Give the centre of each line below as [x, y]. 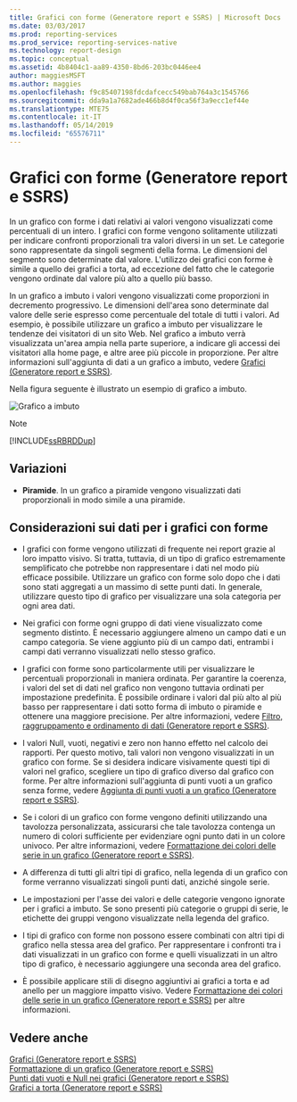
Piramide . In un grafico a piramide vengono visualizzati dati [132, 490]
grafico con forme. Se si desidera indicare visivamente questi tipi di [146, 762]
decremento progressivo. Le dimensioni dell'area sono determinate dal [139, 305]
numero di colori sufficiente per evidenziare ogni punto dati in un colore [153, 836]
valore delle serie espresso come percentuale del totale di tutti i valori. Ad [144, 314]
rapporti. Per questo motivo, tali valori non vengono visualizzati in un [148, 753]
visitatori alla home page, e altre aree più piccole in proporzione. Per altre [144, 352]
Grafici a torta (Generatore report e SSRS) [86, 1088]
